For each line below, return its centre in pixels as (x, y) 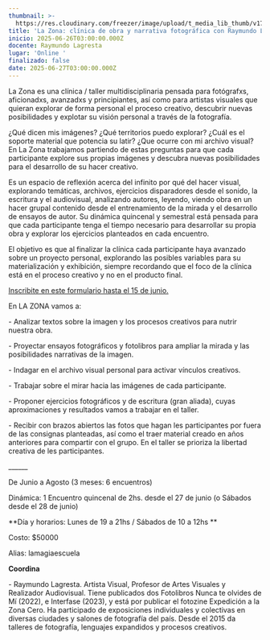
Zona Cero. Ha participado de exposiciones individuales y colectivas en (127, 609)
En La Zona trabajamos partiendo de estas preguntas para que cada (121, 149)
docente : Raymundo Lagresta (55, 46)
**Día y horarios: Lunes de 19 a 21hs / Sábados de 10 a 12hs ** (113, 522)
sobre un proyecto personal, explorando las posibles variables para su (125, 258)
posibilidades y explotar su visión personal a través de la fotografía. (120, 117)
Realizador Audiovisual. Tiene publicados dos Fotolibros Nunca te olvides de (135, 593)
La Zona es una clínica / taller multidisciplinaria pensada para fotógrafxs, (129, 91)
